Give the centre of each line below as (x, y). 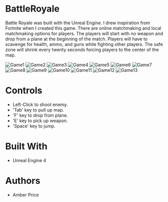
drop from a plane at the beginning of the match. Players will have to (76, 39)
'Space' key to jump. (34, 126)
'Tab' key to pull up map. (38, 110)
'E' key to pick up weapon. (40, 120)
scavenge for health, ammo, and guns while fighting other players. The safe (84, 44)
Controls (24, 91)
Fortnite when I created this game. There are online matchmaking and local (83, 28)
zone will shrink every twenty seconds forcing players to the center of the (82, 49)
